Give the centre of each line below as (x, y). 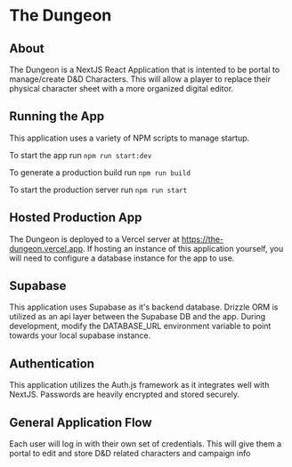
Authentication (52, 363)
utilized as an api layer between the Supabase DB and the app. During (138, 317)
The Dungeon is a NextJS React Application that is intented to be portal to (145, 69)
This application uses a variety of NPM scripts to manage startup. (130, 138)
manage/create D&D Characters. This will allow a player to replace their (140, 79)
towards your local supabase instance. (80, 335)
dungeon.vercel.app (46, 248)
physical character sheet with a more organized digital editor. (122, 89)
